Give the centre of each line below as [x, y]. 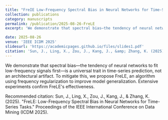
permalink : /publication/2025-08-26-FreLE [50, 24]
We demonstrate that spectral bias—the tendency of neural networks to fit [82, 65]
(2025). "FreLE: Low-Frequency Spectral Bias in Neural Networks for [76, 101]
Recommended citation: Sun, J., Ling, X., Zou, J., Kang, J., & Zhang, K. [77, 96]
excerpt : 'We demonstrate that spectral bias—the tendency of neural [79, 28]
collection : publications [32, 14]
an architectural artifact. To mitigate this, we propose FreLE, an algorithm [80, 76]
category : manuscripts [29, 19]
